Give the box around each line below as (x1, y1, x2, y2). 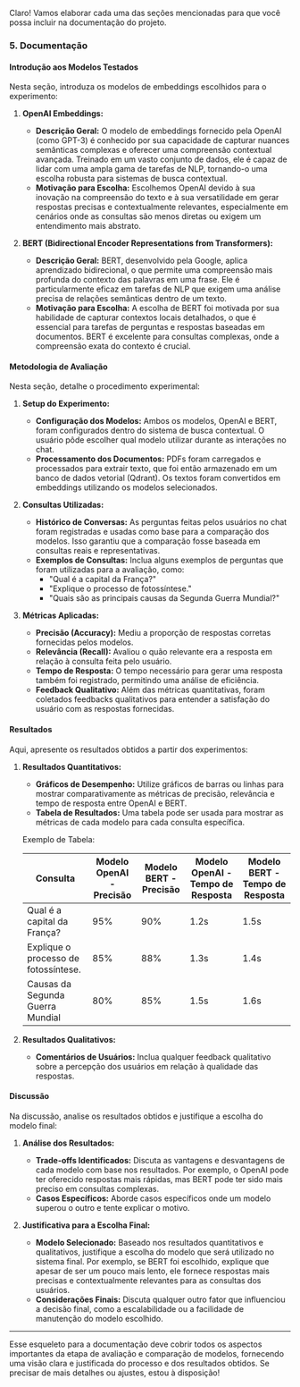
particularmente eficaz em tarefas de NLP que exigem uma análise (35, 283, 281, 294)
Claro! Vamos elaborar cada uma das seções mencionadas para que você (9, 8, 281, 18)
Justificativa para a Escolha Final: (21, 1220, 150, 1231)
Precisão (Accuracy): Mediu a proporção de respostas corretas (35, 628, 271, 639)
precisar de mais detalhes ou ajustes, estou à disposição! (9, 1367, 221, 1378)
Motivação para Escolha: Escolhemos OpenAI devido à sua (35, 182, 256, 193)
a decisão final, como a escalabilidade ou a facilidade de (35, 1303, 244, 1314)
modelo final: (9, 1120, 58, 1130)
